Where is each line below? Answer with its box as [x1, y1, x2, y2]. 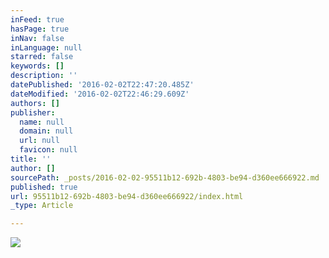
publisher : [10, 107, 56, 118]
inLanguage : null [10, 42, 83, 53]
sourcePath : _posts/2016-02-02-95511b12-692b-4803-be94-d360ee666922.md [10, 172, 320, 183]
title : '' [10, 154, 52, 164]
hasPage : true [10, 24, 70, 34]
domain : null [19, 126, 74, 136]
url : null [19, 136, 60, 146]
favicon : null [19, 145, 78, 155]
